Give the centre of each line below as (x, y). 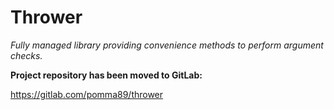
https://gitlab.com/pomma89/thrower (87, 94)
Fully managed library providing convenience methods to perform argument (167, 45)
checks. (26, 55)
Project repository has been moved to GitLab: (106, 75)
